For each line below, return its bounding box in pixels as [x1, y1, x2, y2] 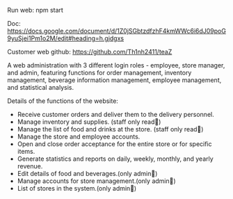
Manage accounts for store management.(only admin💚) [17, 177, 176, 185]
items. [17, 148, 35, 155]
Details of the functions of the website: [7, 97, 118, 105]
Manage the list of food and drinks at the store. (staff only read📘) [17, 125, 204, 133]
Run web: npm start [7, 6, 64, 14]
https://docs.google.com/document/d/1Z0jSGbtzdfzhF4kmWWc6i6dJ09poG [7, 27, 226, 35]
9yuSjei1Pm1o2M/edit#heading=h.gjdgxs [7, 34, 124, 42]
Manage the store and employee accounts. [17, 132, 140, 141]
